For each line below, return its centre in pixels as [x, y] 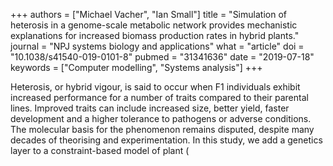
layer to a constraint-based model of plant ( [100, 150]
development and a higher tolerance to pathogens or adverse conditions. [161, 118]
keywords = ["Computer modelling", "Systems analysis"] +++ [136, 67]
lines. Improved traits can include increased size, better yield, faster [150, 108]
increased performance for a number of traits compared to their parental [159, 97]
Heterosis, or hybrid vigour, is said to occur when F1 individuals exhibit [155, 87]
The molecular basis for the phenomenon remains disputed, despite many [162, 129]
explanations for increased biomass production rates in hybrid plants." [155, 35]
